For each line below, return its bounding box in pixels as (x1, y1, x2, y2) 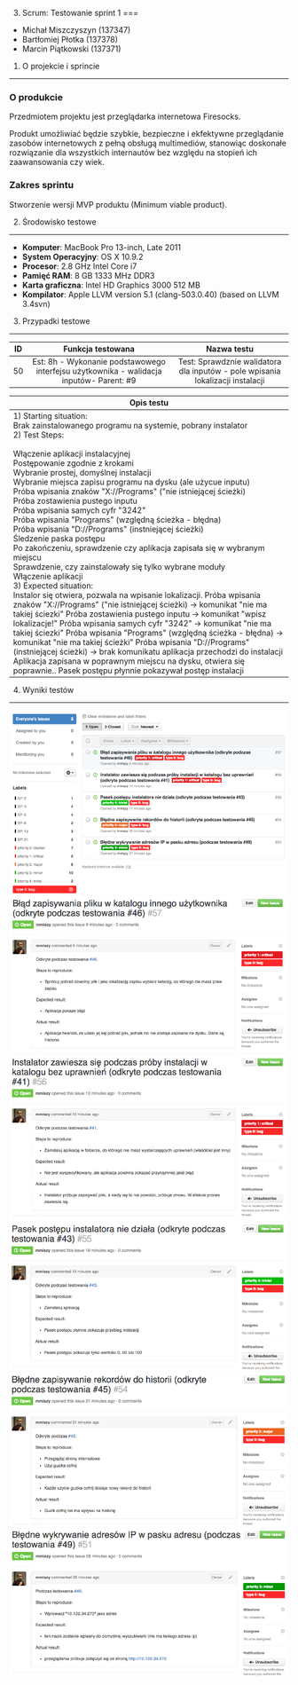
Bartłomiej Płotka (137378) (21, 35, 118, 44)
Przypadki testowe (21, 315, 90, 327)
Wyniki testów (21, 685, 74, 696)
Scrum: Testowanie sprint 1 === (21, 8, 139, 18)
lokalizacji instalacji (194, 375, 265, 386)
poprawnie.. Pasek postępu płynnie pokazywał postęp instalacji (12, 665, 244, 675)
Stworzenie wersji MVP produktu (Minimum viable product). (9, 199, 228, 209)
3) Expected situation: (12, 580, 93, 591)
